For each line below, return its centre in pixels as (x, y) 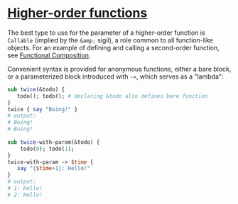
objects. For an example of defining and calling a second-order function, (114, 47)
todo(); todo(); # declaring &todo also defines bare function (112, 96)
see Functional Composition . (49, 55)
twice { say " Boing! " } (43, 109)
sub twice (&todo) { (36, 89)
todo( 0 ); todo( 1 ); (47, 149)
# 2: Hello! (25, 195)
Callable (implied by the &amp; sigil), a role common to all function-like (110, 40)
